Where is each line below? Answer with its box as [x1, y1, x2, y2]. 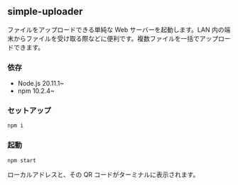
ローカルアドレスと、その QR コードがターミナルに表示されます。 [7, 170, 200, 179]
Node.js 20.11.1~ [17, 79, 65, 88]
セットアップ [7, 106, 52, 116]
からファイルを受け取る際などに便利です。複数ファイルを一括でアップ [13, 34, 219, 43]
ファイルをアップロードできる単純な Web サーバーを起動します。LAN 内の [7, 25, 225, 34]
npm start [7, 157, 37, 164]
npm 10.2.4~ [17, 86, 55, 95]
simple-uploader [7, 6, 83, 18]
